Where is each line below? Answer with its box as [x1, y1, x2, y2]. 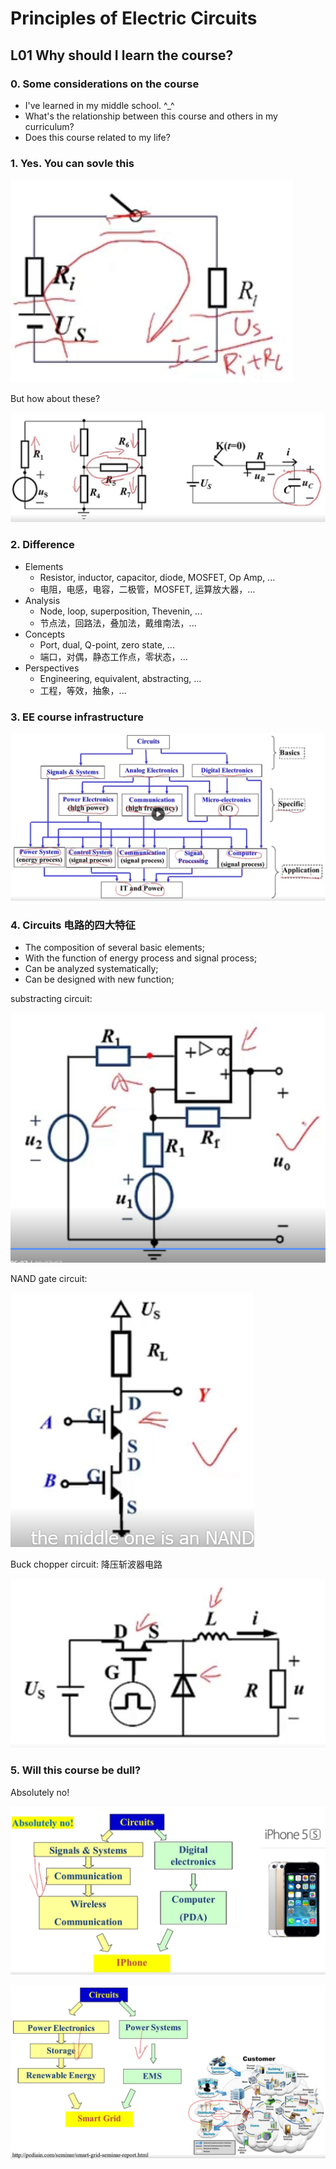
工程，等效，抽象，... [39, 684, 127, 696]
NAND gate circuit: [10, 1272, 88, 1284]
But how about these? [10, 393, 101, 405]
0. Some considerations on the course [10, 77, 200, 91]
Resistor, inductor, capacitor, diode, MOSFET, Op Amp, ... [39, 571, 276, 583]
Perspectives [24, 662, 80, 674]
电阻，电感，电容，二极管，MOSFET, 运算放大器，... [39, 583, 256, 595]
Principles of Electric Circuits [10, 7, 258, 30]
